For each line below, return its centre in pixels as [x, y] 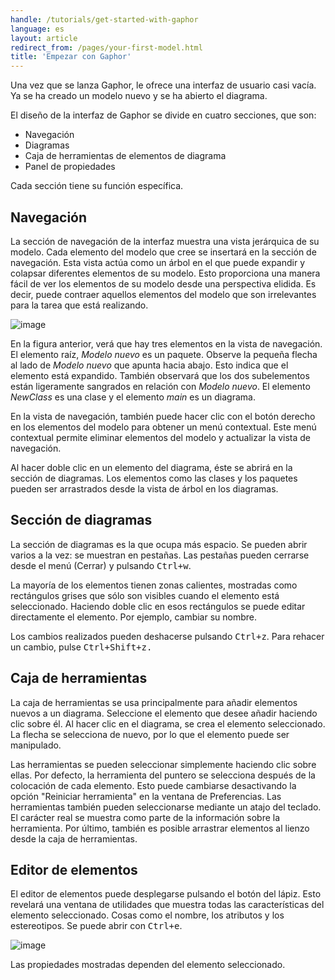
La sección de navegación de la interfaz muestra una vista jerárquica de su [165, 241]
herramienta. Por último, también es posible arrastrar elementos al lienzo [160, 828]
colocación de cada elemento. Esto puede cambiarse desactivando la [153, 785]
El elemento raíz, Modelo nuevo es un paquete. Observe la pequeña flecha [164, 354]
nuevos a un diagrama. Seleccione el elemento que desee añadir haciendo [164, 713]
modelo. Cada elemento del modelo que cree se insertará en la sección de [163, 252]
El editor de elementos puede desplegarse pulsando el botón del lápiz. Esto [166, 894]
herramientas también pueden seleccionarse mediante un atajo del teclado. [166, 807]
